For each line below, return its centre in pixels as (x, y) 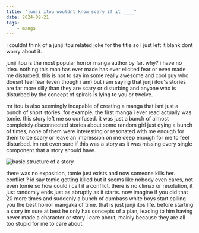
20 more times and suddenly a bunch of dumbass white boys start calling (96, 199)
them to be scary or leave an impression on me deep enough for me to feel (98, 138)
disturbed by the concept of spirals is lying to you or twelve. (80, 95)
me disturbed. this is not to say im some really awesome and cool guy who (97, 75)
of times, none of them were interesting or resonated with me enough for (95, 131)
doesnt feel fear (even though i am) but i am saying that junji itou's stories (96, 82)
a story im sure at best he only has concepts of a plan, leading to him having (99, 211)
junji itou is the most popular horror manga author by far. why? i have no (94, 63)
